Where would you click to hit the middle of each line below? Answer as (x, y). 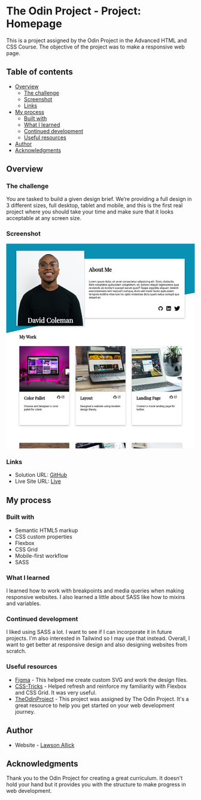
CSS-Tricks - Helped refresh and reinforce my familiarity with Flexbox (100, 686)
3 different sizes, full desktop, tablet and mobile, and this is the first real (95, 206)
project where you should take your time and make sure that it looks (90, 212)
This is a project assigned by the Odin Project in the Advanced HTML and (97, 40)
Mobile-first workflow (42, 555)
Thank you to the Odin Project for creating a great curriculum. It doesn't (95, 778)
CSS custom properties (44, 536)
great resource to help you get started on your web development (95, 705)
